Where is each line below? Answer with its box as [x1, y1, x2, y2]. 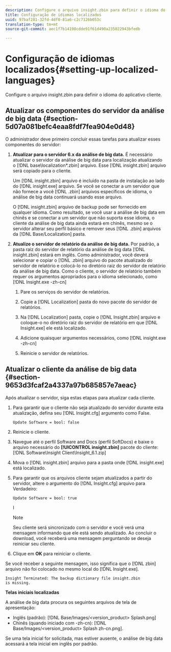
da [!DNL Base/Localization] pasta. [12, 231, 86, 237]
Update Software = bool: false [12, 420, 80, 425]
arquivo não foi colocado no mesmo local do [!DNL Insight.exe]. [5, 566, 139, 572]
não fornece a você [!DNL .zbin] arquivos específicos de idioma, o [12, 188, 152, 194]
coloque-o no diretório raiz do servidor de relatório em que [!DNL [20, 319, 158, 325]
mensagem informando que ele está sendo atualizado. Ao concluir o [12, 530, 157, 536]
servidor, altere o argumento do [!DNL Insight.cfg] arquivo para [12, 480, 145, 486]
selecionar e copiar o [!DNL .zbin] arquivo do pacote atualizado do [12, 257, 153, 263]
